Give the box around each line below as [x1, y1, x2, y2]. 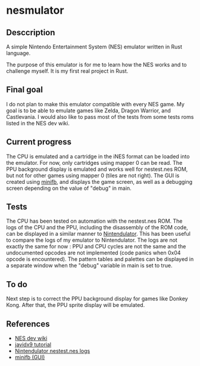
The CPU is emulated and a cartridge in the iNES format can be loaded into [6, 153, 190, 160]
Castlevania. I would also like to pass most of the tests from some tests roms [6, 113, 194, 120]
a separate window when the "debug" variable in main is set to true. [6, 262, 173, 269]
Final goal [6, 85, 43, 95]
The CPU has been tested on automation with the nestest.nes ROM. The [6, 217, 183, 224]
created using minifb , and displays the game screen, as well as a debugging [6, 178, 193, 185]
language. [6, 50, 31, 57]
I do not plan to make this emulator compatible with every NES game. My [6, 100, 185, 107]
